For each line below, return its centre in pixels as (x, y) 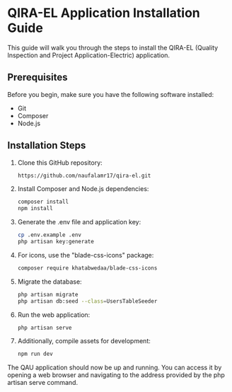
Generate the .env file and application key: (79, 222)
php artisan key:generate (56, 242)
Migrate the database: (50, 282)
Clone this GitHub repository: (60, 162)
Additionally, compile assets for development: (84, 341)
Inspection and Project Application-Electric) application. (89, 55)
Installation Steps (47, 145)
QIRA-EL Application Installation (104, 13)
